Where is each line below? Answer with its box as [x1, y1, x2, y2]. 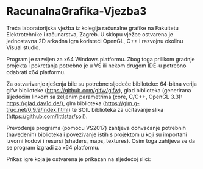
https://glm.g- [104, 99, 140, 107]
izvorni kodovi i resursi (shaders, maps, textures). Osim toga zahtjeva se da [6, 137, 196, 144]
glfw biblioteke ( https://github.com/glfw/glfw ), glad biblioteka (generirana [6, 86, 191, 94]
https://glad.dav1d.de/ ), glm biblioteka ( [6, 99, 105, 107]
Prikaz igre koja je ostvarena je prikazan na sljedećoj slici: [6, 155, 151, 162]
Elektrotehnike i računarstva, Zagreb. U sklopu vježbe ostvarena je [6, 30, 174, 38]
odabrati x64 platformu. [6, 68, 66, 75]
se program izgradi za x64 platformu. [6, 143, 100, 151]
